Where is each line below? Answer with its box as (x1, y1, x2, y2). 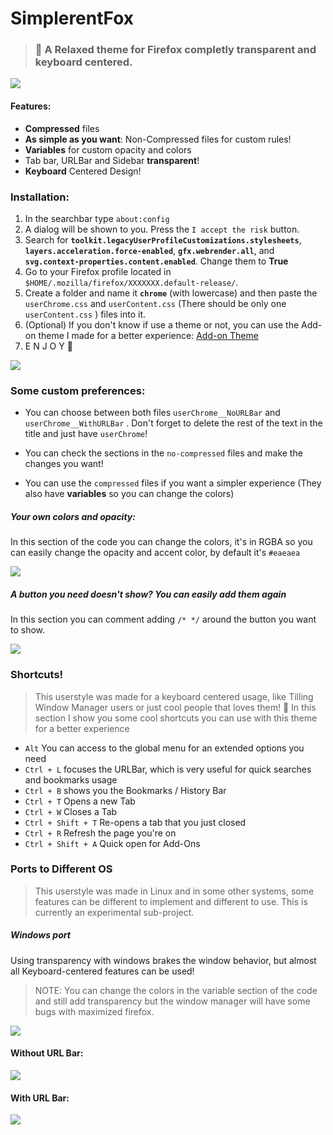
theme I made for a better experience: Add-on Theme (38, 329, 259, 341)
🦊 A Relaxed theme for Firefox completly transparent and (34, 43, 317, 57)
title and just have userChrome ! (24, 428, 148, 440)
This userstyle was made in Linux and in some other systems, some (34, 885, 315, 897)
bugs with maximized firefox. (34, 1005, 155, 1017)
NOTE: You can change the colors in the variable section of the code (34, 984, 318, 996)
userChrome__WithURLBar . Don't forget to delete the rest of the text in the (24, 417, 323, 429)
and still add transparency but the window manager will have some (34, 995, 311, 1007)
